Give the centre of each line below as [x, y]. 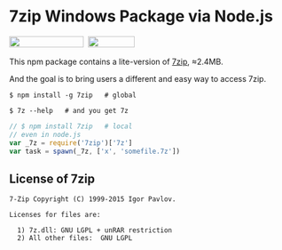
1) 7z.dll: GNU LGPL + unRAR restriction [95, 230]
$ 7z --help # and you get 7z [69, 110]
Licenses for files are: [55, 215]
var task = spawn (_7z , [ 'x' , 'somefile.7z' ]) [94, 151]
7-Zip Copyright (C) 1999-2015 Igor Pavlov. [93, 199]
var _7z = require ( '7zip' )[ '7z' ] [71, 143]
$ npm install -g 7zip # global [73, 95]
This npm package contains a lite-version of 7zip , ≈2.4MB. [116, 61]
